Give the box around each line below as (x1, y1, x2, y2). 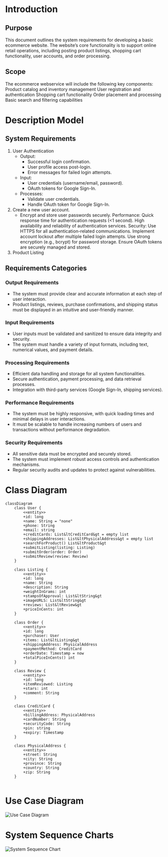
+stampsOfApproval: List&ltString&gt (23, 593, 102, 598)
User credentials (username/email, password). (27, 180, 124, 186)
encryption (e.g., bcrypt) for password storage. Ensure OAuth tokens (20, 239, 162, 245)
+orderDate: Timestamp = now (23, 651, 84, 656)
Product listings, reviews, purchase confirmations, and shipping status (12, 301, 158, 307)
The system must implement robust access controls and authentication (12, 456, 159, 462)
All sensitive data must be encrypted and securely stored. (12, 450, 132, 456)
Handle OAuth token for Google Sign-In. (27, 201, 110, 207)
